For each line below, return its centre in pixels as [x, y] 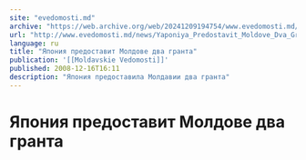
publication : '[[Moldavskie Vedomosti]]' [89, 60]
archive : [26, 26]
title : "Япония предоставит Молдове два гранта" [103, 52]
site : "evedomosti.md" [52, 18]
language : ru [34, 43]
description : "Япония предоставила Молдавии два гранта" [120, 77]
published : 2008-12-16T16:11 [65, 69]
